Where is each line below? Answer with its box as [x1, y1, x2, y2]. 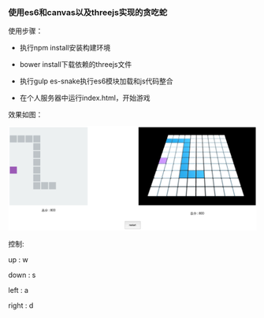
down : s [8, 270, 36, 280]
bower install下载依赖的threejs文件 [19, 60, 132, 69]
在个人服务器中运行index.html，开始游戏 [19, 93, 151, 103]
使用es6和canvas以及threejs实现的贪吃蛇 [8, 6, 168, 17]
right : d [8, 301, 34, 310]
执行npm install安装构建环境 [19, 43, 111, 53]
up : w [8, 255, 29, 264]
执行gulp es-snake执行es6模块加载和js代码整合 [19, 76, 173, 86]
